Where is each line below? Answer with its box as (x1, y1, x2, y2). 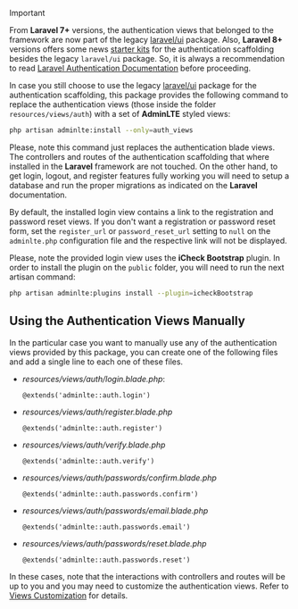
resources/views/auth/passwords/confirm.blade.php (21, 472, 217, 483)
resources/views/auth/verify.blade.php (21, 439, 166, 450)
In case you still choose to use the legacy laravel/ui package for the (9, 80, 257, 90)
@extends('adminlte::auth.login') (21, 390, 151, 400)
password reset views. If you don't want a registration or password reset (9, 216, 276, 227)
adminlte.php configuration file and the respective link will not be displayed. (9, 235, 287, 246)
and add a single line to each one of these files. (9, 356, 184, 367)
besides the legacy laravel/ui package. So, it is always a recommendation (9, 54, 286, 63)
